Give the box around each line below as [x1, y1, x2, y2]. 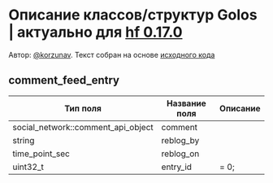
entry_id [161, 161, 193, 172]
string [12, 134, 35, 146]
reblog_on [161, 148, 200, 159]
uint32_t [12, 161, 45, 172]
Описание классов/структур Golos [8, 6, 258, 24]
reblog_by [161, 134, 200, 146]
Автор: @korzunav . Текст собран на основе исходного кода [8, 50, 215, 59]
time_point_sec [12, 148, 71, 159]
